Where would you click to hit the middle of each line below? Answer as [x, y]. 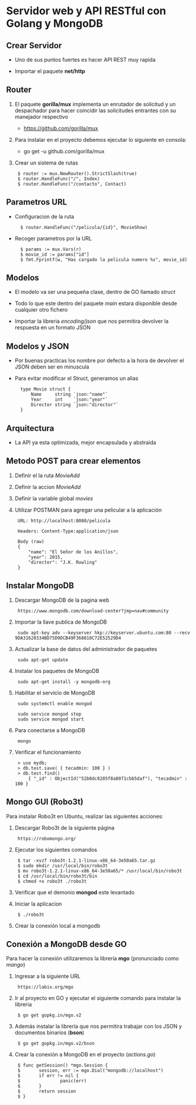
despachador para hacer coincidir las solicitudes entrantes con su [95, 110]
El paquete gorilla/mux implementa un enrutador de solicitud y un [95, 104]
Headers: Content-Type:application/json [68, 531]
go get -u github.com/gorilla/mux [64, 151]
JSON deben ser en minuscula [52, 367]
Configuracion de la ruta [44, 216]
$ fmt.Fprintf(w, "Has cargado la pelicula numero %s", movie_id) [104, 259]
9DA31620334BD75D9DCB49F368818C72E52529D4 [68, 638]
